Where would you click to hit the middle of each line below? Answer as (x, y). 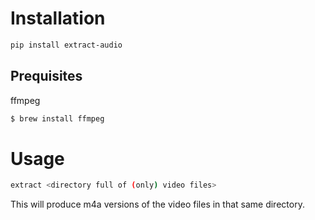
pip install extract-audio (66, 45)
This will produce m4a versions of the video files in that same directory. (157, 204)
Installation (58, 18)
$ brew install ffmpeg (57, 118)
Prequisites (46, 76)
